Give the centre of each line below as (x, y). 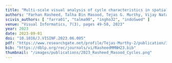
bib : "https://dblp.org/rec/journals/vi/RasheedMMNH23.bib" (71, 48)
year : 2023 (17, 29)
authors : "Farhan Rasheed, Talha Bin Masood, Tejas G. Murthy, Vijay (81, 15)
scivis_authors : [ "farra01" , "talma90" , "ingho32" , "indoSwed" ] (78, 19)
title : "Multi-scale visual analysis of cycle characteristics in (78, 10)
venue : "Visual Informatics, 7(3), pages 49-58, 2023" (65, 24)
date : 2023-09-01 (24, 34)
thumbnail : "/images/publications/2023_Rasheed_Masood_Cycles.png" (79, 52)
